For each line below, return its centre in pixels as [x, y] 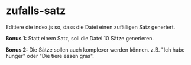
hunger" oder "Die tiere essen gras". [50, 56]
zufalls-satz [36, 11]
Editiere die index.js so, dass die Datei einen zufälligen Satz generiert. [90, 27]
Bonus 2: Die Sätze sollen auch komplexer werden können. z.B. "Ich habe [95, 49]
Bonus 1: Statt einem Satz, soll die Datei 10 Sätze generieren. [80, 38]
